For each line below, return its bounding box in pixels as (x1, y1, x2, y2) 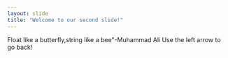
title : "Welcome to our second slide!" (7, 17, 124, 23)
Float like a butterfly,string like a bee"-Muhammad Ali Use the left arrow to (7, 35, 222, 43)
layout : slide (7, 10, 49, 17)
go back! (7, 43, 33, 51)
